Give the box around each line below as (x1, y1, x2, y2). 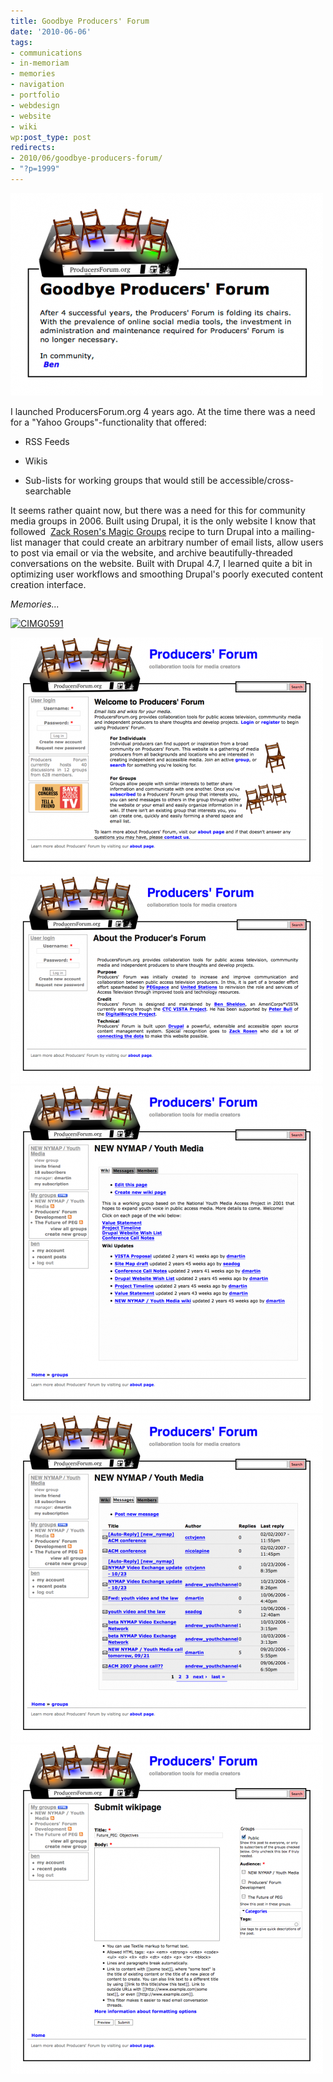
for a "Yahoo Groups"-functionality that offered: (10, 416, 207, 428)
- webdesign (10, 100, 60, 110)
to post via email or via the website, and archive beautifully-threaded (10, 546, 293, 559)
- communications (10, 48, 83, 58)
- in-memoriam (10, 58, 70, 69)
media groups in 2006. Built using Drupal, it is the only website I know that (10, 515, 317, 527)
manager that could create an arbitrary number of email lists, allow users (24, 536, 324, 548)
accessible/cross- (219, 474, 295, 486)
